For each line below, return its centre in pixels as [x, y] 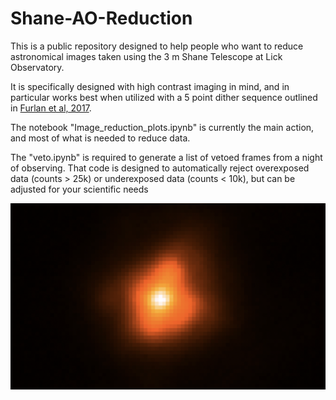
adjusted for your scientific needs [79, 189]
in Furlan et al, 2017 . [51, 108]
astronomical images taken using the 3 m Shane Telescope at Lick [146, 56]
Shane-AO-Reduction [101, 18]
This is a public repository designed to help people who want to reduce [157, 46]
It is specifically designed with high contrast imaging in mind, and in [150, 86]
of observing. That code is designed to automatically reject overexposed [160, 168]
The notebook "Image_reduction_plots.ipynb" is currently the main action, [162, 127]
